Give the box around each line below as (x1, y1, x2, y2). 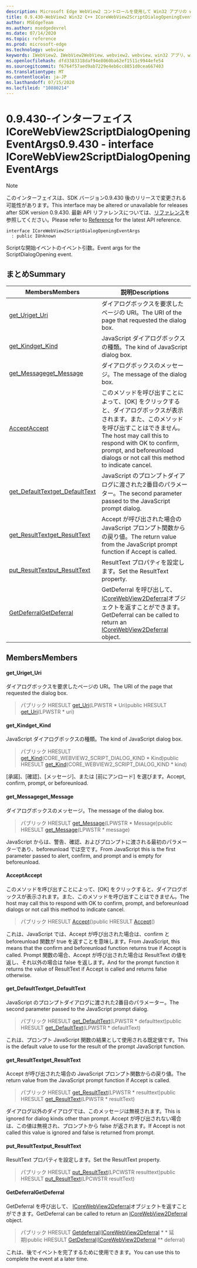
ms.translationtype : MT (6, 69, 64, 75)
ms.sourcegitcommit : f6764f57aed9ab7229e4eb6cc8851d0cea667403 (6, 63, 164, 69)
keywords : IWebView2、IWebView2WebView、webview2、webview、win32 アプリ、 (6, 52, 188, 58)
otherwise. (6, 971, 32, 979)
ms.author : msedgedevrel (6, 25, 67, 31)
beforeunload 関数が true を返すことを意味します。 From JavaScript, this (6, 938, 181, 945)
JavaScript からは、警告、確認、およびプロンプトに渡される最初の (6, 838, 167, 845)
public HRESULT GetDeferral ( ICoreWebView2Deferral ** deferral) (27, 1236, 186, 1243)
